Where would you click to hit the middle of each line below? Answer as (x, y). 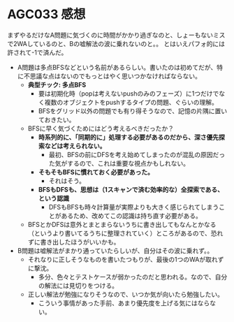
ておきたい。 (57, 119)
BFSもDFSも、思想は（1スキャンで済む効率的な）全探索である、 (131, 189)
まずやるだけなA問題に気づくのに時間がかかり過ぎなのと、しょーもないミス (116, 35)
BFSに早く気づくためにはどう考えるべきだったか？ (101, 128)
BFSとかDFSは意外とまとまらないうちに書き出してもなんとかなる (122, 224)
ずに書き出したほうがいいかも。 (74, 242)
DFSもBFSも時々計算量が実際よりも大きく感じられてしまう (134, 207)
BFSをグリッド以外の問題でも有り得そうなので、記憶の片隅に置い (133, 111)
